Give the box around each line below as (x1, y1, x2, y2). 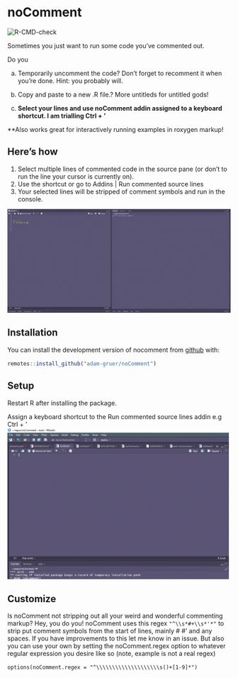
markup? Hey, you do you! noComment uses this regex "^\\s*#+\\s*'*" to (7, 619, 225, 628)
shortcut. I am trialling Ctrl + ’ (17, 111, 106, 120)
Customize (7, 593, 57, 605)
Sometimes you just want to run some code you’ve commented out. (7, 41, 205, 50)
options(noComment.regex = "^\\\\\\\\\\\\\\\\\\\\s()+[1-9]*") (7, 664, 198, 671)
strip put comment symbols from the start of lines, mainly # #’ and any (7, 627, 212, 635)
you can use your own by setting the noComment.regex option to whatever (7, 642, 226, 650)
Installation (7, 327, 58, 339)
